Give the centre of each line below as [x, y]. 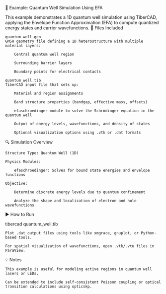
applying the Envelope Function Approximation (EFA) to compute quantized [82, 23]
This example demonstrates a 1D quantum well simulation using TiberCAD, [81, 17]
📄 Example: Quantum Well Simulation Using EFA [54, 8]
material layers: [23, 46]
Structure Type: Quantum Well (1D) [42, 153]
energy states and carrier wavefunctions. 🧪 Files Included [64, 28]
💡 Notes [13, 260]
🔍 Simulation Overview [29, 142]
